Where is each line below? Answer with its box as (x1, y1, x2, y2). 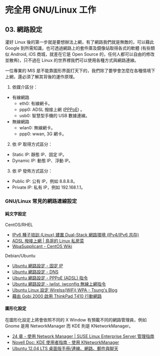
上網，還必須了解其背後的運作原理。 (5, 74, 78, 79)
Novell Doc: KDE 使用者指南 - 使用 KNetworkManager (12, 339, 119, 345)
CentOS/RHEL (5, 222, 33, 228)
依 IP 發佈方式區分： (12, 168, 53, 174)
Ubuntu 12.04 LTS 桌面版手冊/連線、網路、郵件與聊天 (12, 346, 119, 352)
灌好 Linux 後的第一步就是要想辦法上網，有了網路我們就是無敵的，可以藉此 (5, 39, 154, 45)
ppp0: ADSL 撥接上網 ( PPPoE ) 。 (19, 107, 85, 112)
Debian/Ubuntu (5, 253, 35, 259)
